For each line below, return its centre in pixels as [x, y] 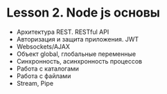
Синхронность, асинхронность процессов [79, 61]
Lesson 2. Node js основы [83, 13]
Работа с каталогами [47, 68]
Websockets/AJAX [43, 46]
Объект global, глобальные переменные [76, 54]
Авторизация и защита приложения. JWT [78, 39]
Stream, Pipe [35, 83]
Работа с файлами [44, 76]
